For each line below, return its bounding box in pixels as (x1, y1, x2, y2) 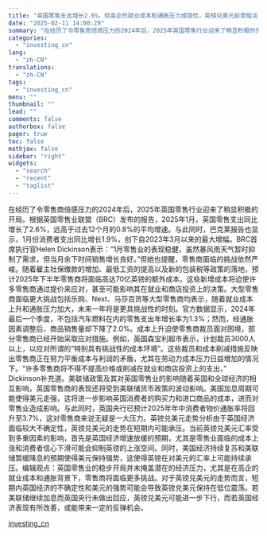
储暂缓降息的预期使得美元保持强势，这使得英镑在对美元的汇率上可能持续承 (8, 452, 252, 462)
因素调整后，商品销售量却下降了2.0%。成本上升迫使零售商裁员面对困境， (8, 324, 249, 333)
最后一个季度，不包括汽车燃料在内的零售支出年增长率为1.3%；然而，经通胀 (8, 313, 254, 323)
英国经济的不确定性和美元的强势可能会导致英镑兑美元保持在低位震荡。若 (21, 483, 259, 492)
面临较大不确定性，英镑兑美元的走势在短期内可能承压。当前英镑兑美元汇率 (8, 423, 252, 433)
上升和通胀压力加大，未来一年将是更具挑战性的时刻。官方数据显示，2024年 (8, 304, 256, 313)
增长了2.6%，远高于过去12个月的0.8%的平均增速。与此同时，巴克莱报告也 (8, 224, 252, 234)
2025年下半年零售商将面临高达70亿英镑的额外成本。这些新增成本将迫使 (14, 274, 250, 283)
